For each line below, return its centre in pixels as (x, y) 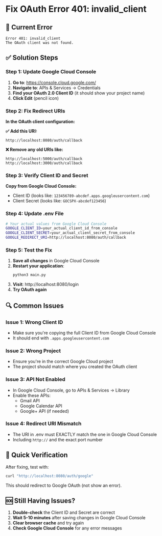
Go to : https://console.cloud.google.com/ (54, 83)
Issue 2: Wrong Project (33, 351)
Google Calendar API (41, 406)
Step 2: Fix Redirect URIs (35, 111)
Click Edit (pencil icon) (36, 98)
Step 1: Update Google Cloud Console (51, 72)
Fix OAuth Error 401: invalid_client (76, 9)
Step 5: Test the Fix (29, 250)
